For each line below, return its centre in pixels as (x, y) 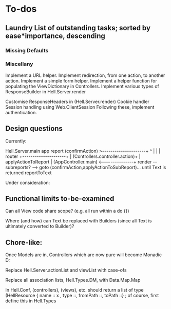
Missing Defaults (27, 50)
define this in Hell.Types (31, 301)
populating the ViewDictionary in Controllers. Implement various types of (82, 86)
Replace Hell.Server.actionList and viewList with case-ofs (66, 270)
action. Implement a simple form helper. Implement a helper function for (81, 80)
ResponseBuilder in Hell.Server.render (46, 91)
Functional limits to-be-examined (60, 199)
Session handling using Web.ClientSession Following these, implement (80, 107)
